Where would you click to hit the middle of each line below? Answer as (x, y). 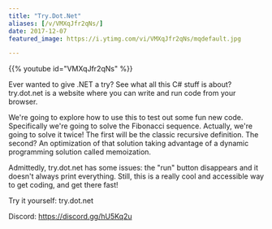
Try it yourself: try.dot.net (51, 201)
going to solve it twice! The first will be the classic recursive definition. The (134, 135)
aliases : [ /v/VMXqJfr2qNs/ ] (56, 24)
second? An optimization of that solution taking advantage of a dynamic (129, 144)
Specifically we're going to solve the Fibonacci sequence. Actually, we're (131, 126)
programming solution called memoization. (80, 152)
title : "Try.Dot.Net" (45, 16)
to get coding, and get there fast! (64, 185)
